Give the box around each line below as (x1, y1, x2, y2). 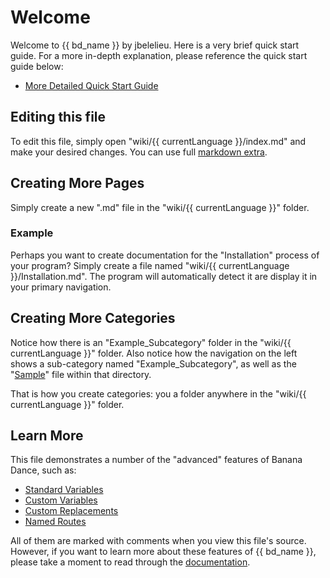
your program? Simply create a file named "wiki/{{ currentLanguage (10, 259, 290, 271)
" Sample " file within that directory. (10, 368, 152, 380)
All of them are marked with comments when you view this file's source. (10, 535, 307, 547)
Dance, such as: (10, 464, 77, 476)
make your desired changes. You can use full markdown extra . (10, 146, 268, 158)
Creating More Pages (10, 175, 145, 192)
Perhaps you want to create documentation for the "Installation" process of (10, 249, 320, 261)
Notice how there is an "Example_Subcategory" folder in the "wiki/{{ (10, 336, 292, 348)
